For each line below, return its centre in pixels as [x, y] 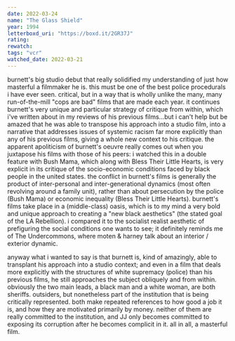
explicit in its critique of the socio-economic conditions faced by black [109, 168]
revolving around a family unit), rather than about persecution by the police [116, 191]
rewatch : [20, 46]
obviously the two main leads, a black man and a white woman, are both [112, 287]
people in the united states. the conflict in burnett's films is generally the [112, 176]
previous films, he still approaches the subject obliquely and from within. [112, 279]
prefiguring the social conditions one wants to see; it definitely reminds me [115, 228]
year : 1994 [23, 27]
